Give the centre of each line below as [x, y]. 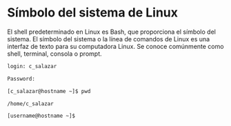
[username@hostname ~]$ [41, 116]
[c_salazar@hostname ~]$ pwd [49, 91]
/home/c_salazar [30, 104]
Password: [21, 78]
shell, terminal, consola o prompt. [54, 54]
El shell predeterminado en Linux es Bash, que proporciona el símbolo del [111, 32]
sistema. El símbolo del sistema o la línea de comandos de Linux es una [109, 39]
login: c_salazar [32, 66]
